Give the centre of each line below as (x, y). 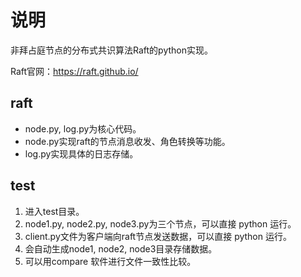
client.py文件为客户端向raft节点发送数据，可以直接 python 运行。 (158, 236)
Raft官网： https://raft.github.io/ (74, 71)
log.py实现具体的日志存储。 (81, 153)
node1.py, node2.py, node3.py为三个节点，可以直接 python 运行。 (160, 223)
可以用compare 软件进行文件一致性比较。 (110, 261)
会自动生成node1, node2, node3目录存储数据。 (121, 248)
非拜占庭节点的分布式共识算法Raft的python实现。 (111, 50)
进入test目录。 (54, 211)
